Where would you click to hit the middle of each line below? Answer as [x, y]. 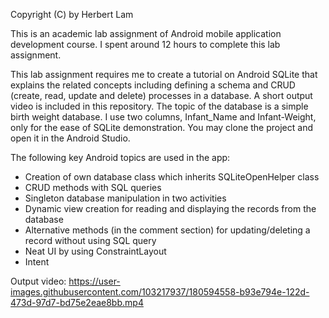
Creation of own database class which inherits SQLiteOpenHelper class [172, 177]
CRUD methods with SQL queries [93, 187]
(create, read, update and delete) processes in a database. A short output [161, 95]
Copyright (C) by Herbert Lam [72, 14]
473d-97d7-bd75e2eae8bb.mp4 [77, 302]
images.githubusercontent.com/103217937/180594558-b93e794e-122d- [160, 292]
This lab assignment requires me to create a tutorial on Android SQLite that [164, 74]
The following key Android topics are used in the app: [120, 157]
